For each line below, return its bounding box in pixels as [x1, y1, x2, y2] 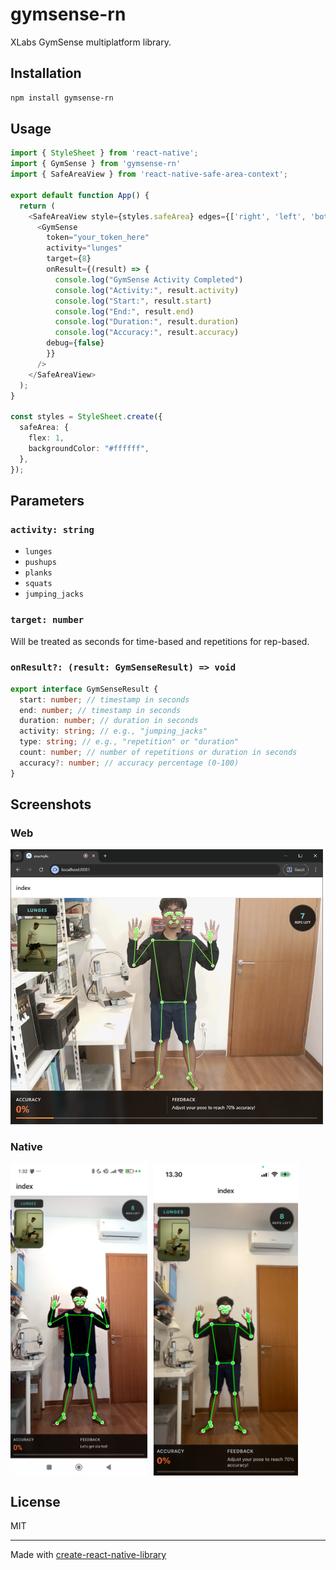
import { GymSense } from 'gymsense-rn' [10, 159, 182, 169]
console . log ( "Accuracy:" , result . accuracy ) [54, 328, 240, 338]
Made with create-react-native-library [10, 1549, 167, 1561]
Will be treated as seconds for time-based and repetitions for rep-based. [10, 635, 310, 647]
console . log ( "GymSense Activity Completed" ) [54, 274, 244, 285]
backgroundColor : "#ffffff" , [28, 443, 150, 453]
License [10, 1493, 61, 1510]
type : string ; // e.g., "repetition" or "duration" [19, 737, 240, 747]
